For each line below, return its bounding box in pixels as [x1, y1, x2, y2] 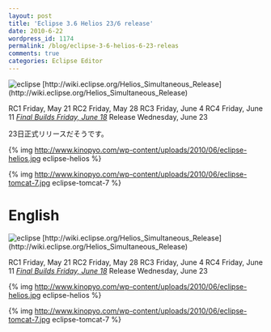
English [8, 206, 60, 225]
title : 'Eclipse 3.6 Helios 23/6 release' [8, 19, 154, 28]
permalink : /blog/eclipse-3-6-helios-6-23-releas [8, 42, 180, 50]
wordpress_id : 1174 [8, 34, 74, 43]
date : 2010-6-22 [8, 27, 63, 35]
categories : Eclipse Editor [8, 57, 104, 66]
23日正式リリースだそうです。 [8, 129, 109, 138]
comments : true [8, 49, 60, 57]
